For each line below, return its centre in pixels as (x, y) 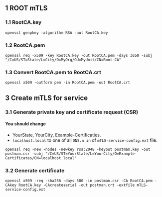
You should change (26, 124)
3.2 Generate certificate (35, 170)
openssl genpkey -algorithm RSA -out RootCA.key (57, 33)
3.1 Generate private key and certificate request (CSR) (72, 112)
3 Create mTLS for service (47, 98)
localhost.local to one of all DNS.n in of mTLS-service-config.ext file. (85, 140)
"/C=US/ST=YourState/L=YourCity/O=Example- (91, 154)
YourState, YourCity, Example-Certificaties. (57, 135)
